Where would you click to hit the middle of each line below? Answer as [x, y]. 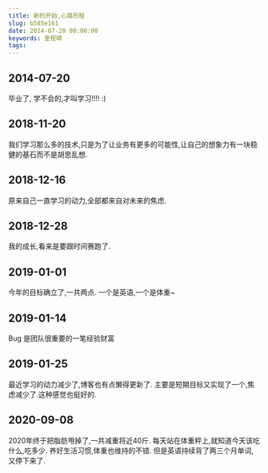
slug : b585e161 [34, 23]
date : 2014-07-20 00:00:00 [53, 30]
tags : [17, 46]
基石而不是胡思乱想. [55, 154]
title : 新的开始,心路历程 [47, 16]
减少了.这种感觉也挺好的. [56, 394]
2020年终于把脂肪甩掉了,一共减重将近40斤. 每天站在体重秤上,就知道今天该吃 [134, 440]
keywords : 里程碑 [35, 38]
